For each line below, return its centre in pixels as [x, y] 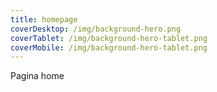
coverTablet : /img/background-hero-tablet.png [109, 38]
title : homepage [44, 19]
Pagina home [37, 76]
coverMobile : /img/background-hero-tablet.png [109, 47]
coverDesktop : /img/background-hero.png [96, 29]
